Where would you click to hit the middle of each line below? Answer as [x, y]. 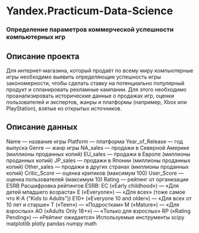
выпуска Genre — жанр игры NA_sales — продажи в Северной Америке [98, 147]
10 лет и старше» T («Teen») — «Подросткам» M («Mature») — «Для [93, 204]
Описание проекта [43, 56]
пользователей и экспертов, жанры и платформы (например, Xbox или [97, 102]
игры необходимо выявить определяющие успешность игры [84, 77]
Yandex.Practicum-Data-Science [90, 11]
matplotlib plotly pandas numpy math [51, 223]
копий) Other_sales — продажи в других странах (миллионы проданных [97, 166]
